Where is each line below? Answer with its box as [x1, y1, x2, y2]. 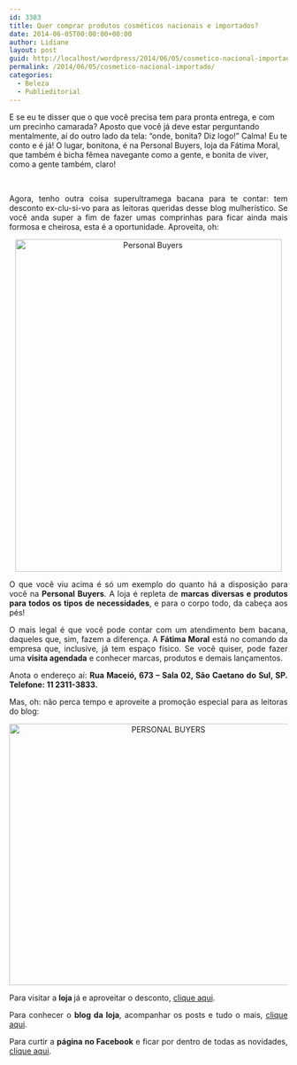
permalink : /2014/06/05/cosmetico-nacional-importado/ [9, 63, 216, 72]
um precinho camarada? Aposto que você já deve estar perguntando [9, 121, 260, 131]
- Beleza [17, 79, 49, 88]
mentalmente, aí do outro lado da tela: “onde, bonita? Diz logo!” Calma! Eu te [9, 130, 288, 141]
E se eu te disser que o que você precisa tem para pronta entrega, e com [9, 112, 276, 122]
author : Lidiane [9, 37, 69, 47]
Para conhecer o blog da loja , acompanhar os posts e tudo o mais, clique [9, 1009, 288, 1020]
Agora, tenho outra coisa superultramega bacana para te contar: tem [9, 192, 288, 204]
